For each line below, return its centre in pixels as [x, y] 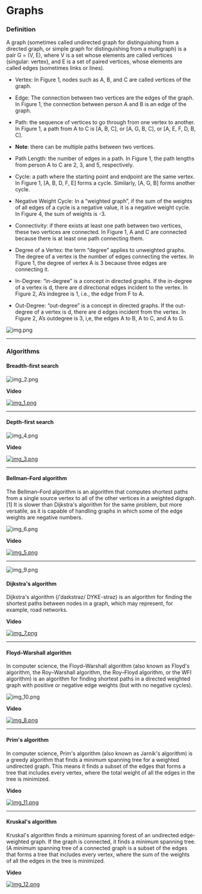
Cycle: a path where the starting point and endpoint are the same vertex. [105, 177]
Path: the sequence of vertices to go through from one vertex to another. [105, 122]
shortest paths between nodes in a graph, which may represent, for [90, 603]
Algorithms [23, 352]
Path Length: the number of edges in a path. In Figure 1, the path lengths [105, 159]
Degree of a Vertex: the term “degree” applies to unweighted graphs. [100, 250]
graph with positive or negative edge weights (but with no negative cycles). [99, 685]
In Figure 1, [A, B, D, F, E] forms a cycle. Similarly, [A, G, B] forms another [105, 183]
